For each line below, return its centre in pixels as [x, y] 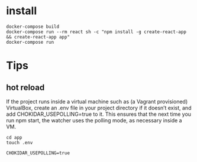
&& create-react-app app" [38, 37]
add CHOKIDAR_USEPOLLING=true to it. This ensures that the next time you [98, 114]
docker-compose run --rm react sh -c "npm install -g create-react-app [96, 32]
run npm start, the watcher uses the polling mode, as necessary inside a [94, 120]
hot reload [25, 87]
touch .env [20, 142]
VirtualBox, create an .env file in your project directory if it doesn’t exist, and [99, 108]
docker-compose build [33, 27]
